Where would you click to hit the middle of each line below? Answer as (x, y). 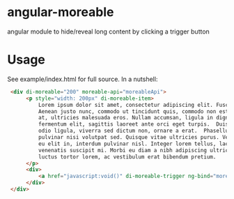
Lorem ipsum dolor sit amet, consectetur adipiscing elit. (126, 105)
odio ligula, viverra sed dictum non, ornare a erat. (118, 131)
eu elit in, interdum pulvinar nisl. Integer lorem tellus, (127, 144)
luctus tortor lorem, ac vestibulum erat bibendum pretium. (127, 157)
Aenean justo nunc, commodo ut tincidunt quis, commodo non (127, 111)
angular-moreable (61, 12)
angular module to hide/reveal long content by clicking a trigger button (109, 31)
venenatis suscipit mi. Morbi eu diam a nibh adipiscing (123, 150)
